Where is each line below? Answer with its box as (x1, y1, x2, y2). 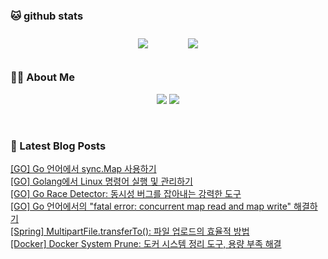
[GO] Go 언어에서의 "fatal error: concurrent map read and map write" (10, 200, 292, 212)
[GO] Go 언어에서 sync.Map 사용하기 (10, 162, 157, 174)
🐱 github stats (10, 9, 84, 23)
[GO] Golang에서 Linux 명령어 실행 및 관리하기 (10, 175, 193, 187)
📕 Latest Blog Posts (10, 139, 107, 153)
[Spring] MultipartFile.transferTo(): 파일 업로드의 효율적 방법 (10, 225, 250, 237)
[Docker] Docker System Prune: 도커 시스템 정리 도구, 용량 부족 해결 (10, 237, 282, 249)
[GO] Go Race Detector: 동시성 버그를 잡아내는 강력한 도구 (10, 187, 242, 199)
